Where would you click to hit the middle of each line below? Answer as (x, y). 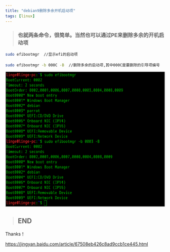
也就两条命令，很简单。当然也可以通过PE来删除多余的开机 (88, 35)
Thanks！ (15, 234)
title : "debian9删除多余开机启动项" (40, 11)
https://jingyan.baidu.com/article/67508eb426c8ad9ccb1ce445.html (77, 244)
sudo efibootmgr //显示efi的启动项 (41, 54)
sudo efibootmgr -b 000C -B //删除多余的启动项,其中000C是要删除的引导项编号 (83, 65)
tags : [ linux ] (20, 16)
